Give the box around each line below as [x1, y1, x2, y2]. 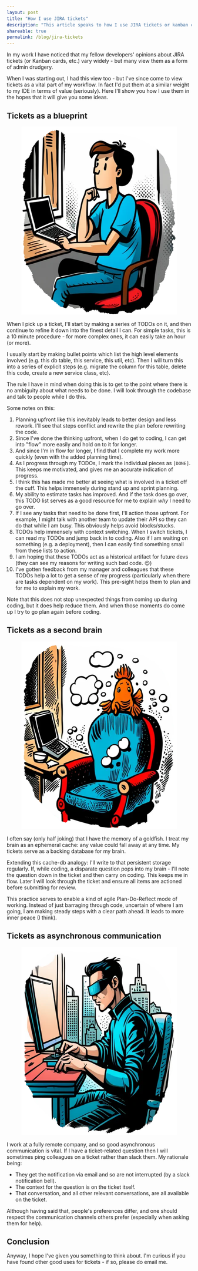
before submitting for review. [6, 884, 77, 891]
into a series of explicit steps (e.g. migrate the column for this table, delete [6, 363, 187, 370]
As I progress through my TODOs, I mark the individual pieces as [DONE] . [15, 459, 191, 466]
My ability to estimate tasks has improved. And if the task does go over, [15, 490, 189, 497]
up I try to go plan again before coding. [6, 608, 102, 615]
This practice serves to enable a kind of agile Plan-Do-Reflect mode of [6, 895, 178, 902]
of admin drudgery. [6, 63, 53, 70]
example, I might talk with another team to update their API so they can [15, 516, 187, 523]
